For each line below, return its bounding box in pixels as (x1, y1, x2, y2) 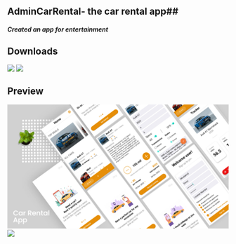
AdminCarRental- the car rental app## (7, 6, 179, 18)
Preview (7, 86, 44, 97)
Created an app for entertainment (7, 25, 109, 34)
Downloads (7, 46, 58, 57)
